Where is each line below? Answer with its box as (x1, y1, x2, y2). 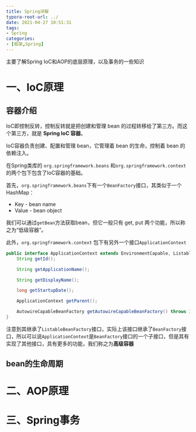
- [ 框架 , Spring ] (6, 42, 44, 47)
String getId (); (16, 256, 57, 262)
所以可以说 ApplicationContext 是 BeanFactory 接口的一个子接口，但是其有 (16, 332, 190, 340)
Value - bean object (14, 207, 62, 214)
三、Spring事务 (6, 413, 80, 427)
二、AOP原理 (6, 385, 69, 398)
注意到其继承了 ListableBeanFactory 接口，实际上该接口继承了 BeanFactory (6, 325, 182, 332)
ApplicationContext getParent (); (16, 298, 98, 304)
